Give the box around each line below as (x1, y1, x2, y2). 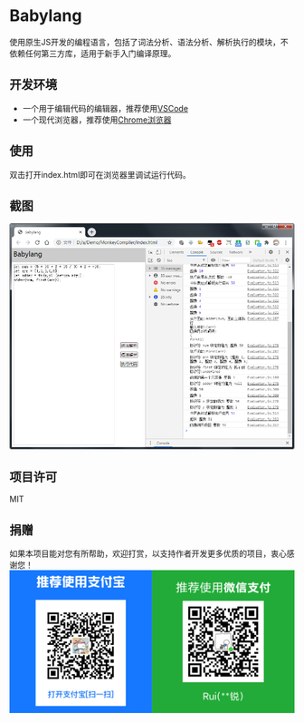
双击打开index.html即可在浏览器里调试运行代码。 (9, 169, 192, 180)
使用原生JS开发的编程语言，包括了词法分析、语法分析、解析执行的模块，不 (9, 36, 289, 47)
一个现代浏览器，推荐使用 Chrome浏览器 (22, 114, 172, 125)
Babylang (9, 5, 82, 26)
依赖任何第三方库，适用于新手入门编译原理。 (9, 47, 176, 59)
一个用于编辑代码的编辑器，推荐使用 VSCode (22, 103, 188, 113)
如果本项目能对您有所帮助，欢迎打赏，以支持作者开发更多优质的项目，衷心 (9, 548, 287, 559)
